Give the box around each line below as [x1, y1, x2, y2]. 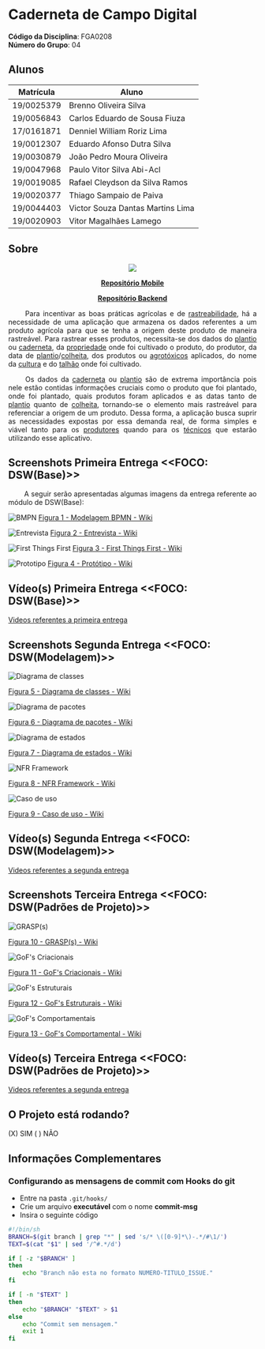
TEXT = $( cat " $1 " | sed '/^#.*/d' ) [8, 1240, 122, 1248]
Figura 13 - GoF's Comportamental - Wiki [8, 1029, 142, 1038]
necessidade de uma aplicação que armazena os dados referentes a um [8, 317, 257, 326]
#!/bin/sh [8, 1225, 41, 1234]
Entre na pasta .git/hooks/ [19, 1193, 108, 1203]
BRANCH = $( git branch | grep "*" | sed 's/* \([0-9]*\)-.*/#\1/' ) [8, 1233, 228, 1241]
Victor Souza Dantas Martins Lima [69, 202, 195, 213]
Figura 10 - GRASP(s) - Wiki [8, 936, 99, 946]
